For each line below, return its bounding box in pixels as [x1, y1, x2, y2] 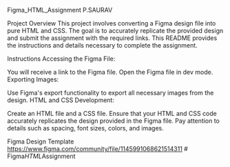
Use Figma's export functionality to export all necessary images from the [7, 89, 214, 97]
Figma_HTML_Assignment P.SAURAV [7, 6, 113, 14]
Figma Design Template [7, 137, 74, 146]
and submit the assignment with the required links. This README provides [7, 34, 218, 42]
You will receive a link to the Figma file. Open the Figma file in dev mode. [7, 68, 213, 76]
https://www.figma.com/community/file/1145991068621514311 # [7, 145, 188, 153]
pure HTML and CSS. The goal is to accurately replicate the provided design [7, 27, 224, 35]
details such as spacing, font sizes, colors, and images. [7, 124, 164, 132]
